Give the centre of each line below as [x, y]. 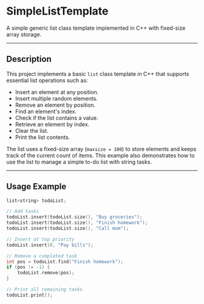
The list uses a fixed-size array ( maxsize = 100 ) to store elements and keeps [101, 149]
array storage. [24, 34]
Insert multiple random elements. [56, 98]
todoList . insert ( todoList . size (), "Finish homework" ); [77, 223]
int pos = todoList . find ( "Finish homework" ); [65, 262]
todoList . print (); [29, 295]
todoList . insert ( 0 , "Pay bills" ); [50, 245]
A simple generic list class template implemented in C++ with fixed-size [96, 28]
